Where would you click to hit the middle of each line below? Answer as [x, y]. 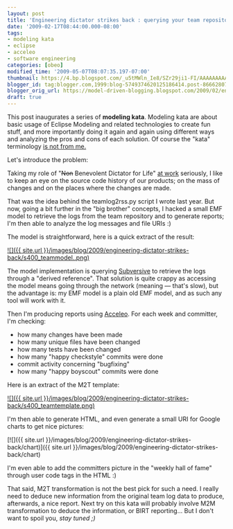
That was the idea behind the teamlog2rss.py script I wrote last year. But [111, 201]
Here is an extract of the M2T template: [63, 385]
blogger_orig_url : [34, 91]
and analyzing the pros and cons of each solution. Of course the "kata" [109, 139]
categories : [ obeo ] [35, 65]
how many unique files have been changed [79, 342]
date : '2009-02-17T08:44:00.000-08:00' [65, 26]
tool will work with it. [36, 301]
